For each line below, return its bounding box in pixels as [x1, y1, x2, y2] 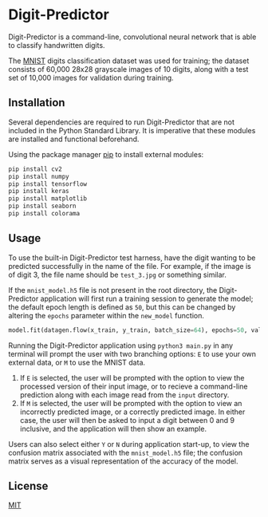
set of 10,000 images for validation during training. [8, 73, 174, 82]
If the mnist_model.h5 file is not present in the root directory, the [8, 285, 218, 294]
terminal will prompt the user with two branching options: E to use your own [8, 349, 257, 358]
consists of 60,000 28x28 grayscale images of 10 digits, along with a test [8, 64, 249, 73]
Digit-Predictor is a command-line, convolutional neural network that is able [8, 32, 257, 41]
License [8, 479, 49, 492]
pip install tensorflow [8, 180, 88, 188]
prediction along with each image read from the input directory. [19, 389, 230, 400]
